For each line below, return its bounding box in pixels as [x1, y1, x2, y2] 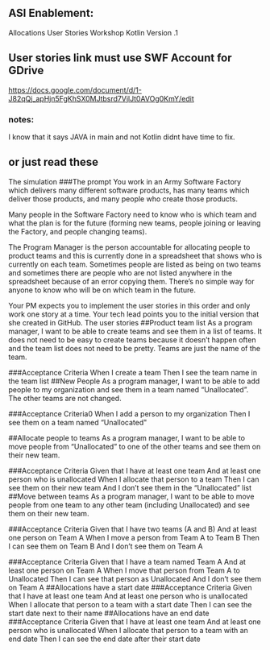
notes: [8, 114, 35, 125]
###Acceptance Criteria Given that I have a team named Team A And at [8, 557, 246, 566]
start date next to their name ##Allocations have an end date [8, 608, 210, 618]
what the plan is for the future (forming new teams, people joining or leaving [8, 217, 261, 228]
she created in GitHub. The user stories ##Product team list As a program [8, 317, 253, 327]
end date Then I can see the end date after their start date [8, 634, 201, 644]
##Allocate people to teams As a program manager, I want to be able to [8, 433, 246, 442]
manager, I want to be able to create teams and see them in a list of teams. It [8, 326, 263, 336]
